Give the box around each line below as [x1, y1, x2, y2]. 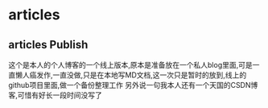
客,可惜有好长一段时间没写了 [8, 90, 103, 100]
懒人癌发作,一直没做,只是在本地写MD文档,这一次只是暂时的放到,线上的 [14, 70, 247, 80]
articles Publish [8, 38, 89, 52]
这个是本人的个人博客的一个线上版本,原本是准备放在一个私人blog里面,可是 [8, 60, 254, 69]
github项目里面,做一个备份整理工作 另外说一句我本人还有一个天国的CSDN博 [8, 81, 258, 89]
